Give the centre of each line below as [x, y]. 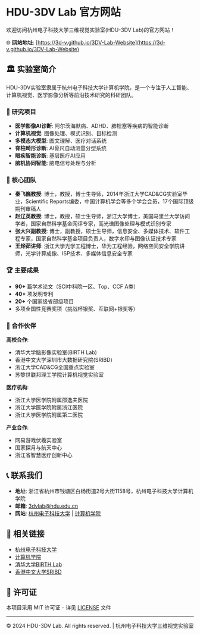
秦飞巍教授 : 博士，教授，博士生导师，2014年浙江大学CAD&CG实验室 [99, 194]
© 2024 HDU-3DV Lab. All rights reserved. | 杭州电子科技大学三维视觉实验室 [100, 626]
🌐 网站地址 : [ [22, 42]
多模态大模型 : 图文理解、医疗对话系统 [61, 141]
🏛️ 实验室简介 [31, 69]
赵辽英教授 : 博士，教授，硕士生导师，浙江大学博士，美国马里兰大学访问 [102, 216]
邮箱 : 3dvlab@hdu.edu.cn [46, 506]
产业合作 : [18, 427]
